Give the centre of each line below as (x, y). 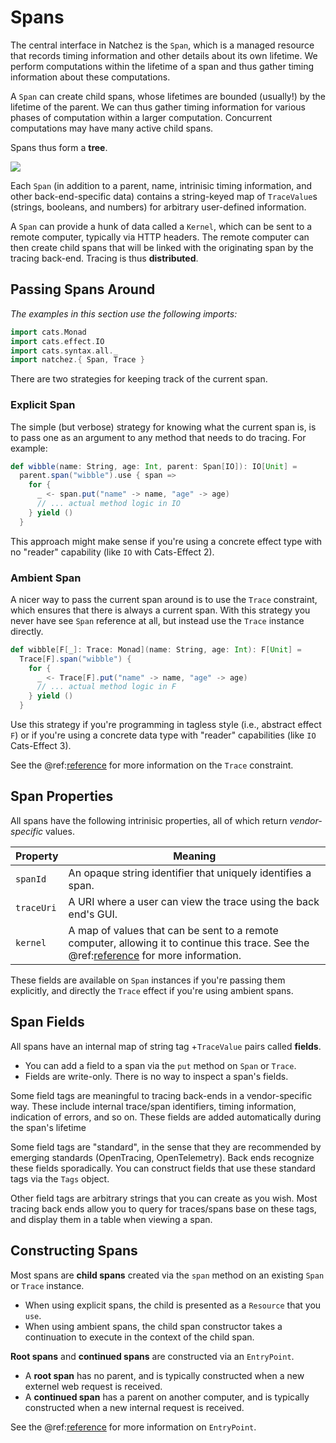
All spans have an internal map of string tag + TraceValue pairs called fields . (166, 1046)
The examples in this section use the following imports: (124, 313)
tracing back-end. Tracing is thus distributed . (104, 258)
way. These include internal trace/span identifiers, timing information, (153, 1106)
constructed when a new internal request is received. (134, 1407)
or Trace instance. (47, 1285)
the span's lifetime (48, 1127)
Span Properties (62, 796)
